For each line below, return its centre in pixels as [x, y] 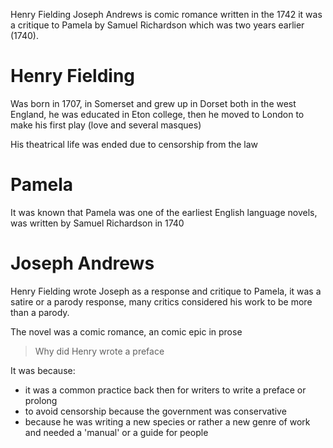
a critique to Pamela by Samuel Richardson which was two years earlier [157, 25]
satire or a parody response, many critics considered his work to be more [161, 301]
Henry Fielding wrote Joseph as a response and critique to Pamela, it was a [166, 291]
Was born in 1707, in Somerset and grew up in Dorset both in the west [153, 103]
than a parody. [40, 312]
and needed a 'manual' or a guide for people [116, 432]
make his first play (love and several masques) [106, 125]
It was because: [43, 370]
